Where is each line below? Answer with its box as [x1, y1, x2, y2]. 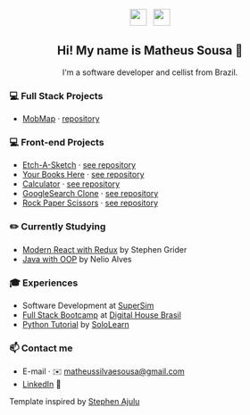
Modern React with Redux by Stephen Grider [21, 244, 187, 254]
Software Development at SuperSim [21, 300, 154, 311]
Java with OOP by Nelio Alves [21, 253, 132, 264]
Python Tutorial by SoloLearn [21, 320, 129, 329]
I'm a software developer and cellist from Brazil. [62, 67, 238, 78]
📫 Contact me [9, 342, 73, 354]
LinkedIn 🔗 [21, 379, 62, 390]
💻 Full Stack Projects [9, 89, 104, 102]
